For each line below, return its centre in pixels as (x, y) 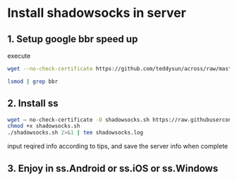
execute (19, 56)
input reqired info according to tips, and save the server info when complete (118, 146)
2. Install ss (33, 104)
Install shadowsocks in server (97, 13)
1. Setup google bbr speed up (73, 39)
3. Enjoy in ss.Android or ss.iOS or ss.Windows (113, 168)
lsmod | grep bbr (33, 81)
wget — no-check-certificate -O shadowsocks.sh (79, 120)
